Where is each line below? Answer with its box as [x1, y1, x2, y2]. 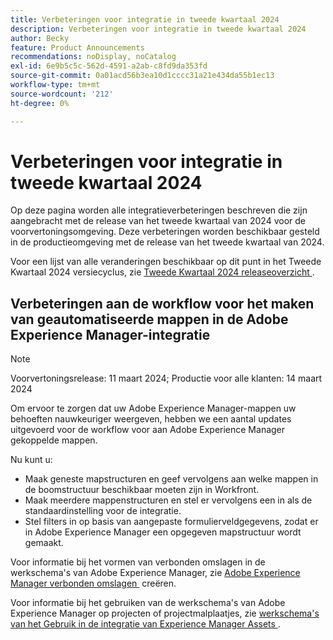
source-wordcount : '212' [10, 89, 114, 99]
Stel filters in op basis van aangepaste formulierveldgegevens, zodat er [24, 516, 319, 528]
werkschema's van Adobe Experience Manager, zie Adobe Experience [10, 567, 301, 579]
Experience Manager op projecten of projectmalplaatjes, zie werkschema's [10, 607, 320, 620]
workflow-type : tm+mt [10, 80, 101, 90]
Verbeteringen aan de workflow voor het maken [10, 295, 315, 312]
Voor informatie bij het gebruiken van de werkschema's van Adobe [10, 597, 286, 609]
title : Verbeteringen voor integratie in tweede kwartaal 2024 [10, 14, 280, 25]
